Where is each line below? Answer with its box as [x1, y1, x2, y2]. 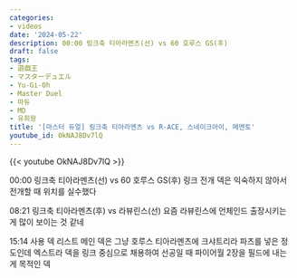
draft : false [9, 47, 59, 56]
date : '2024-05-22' [9, 30, 83, 39]
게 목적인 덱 [9, 258, 52, 269]
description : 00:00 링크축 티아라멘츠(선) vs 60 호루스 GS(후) [9, 38, 228, 48]
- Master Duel [9, 89, 63, 98]
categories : [9, 13, 54, 23]
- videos [9, 22, 43, 31]
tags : [9, 55, 30, 64]
